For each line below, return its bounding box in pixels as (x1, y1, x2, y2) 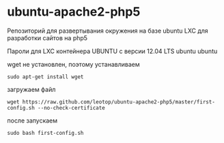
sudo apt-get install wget (7, 73, 84, 80)
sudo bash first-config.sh (7, 129, 84, 136)
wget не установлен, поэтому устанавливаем (7, 60, 140, 68)
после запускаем (7, 116, 58, 125)
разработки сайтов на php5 (7, 33, 87, 42)
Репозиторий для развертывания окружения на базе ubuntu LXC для (7, 27, 208, 35)
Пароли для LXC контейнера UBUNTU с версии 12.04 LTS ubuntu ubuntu (7, 47, 218, 55)
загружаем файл (7, 85, 56, 93)
